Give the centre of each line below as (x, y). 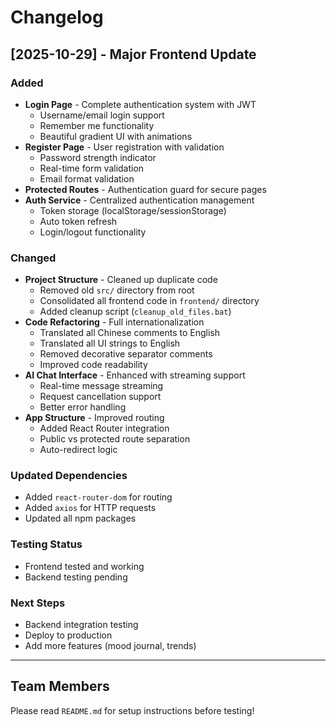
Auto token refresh (78, 221)
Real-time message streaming (101, 386)
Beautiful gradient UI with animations (116, 136)
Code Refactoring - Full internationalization (114, 322)
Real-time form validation (92, 168)
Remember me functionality (97, 125)
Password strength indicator (98, 157)
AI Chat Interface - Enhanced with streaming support (135, 375)
